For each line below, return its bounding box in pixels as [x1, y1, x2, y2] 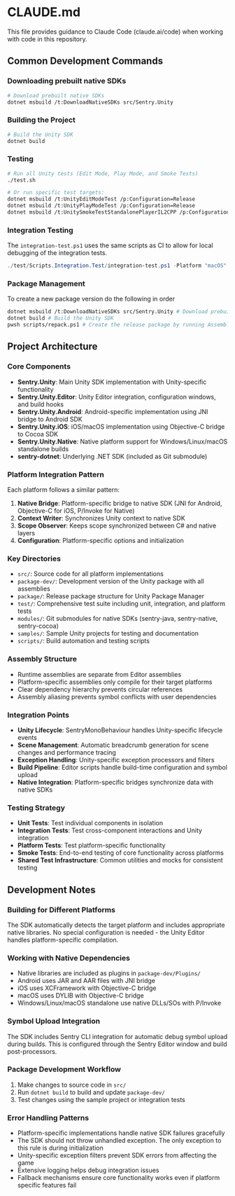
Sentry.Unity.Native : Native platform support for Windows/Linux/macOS [17, 437, 228, 446]
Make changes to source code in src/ [17, 1080, 127, 1089]
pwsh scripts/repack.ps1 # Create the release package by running [7, 322, 205, 329]
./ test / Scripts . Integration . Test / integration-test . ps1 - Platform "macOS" [7, 262, 227, 270]
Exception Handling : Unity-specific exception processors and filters [17, 755, 215, 764]
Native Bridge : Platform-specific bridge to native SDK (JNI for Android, [17, 499, 222, 508]
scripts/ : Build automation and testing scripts [17, 637, 150, 645]
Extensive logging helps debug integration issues [17, 1166, 159, 1174]
